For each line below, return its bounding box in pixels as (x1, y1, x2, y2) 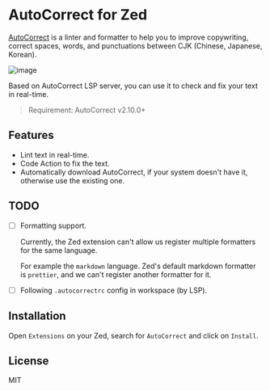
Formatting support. (19, 221, 87, 230)
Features (8, 128, 54, 142)
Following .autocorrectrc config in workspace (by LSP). (19, 285, 208, 295)
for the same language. (19, 245, 98, 255)
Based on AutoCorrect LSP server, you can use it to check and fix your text (8, 81, 259, 90)
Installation (8, 309, 66, 323)
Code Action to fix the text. (19, 158, 111, 168)
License (8, 354, 49, 368)
